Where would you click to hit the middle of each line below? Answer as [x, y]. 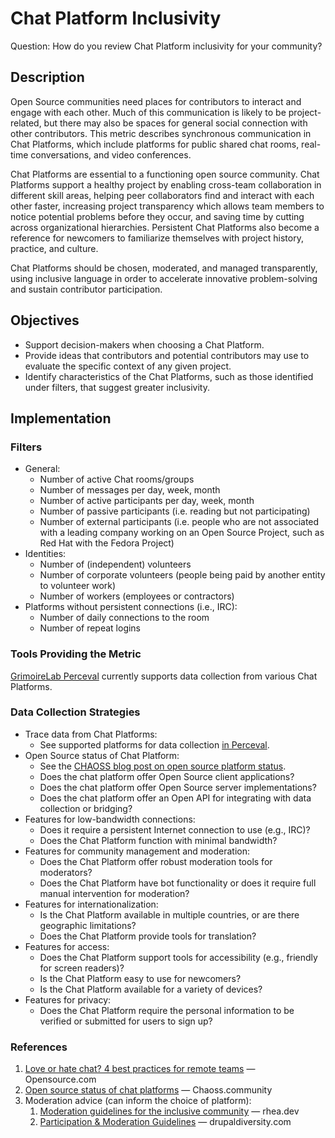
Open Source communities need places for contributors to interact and [156, 101]
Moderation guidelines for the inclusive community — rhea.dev [169, 1111]
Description [47, 77]
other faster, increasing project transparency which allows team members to [167, 206]
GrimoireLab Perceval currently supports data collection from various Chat [164, 676]
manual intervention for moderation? [114, 893]
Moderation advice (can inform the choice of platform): [138, 1101]
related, [26, 123]
